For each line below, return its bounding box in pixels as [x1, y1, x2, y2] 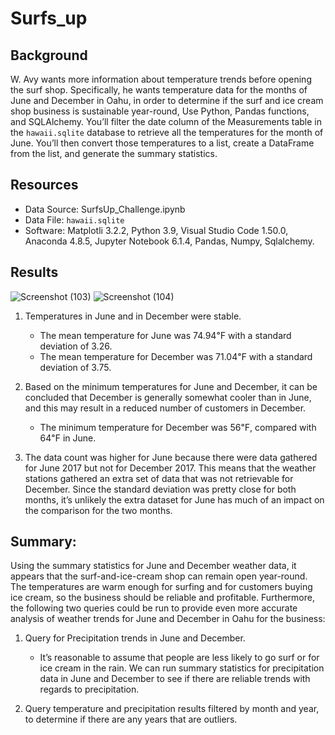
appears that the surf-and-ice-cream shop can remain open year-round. [10, 570, 308, 582]
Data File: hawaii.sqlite [24, 213, 125, 226]
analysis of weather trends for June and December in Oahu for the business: [10, 613, 326, 625]
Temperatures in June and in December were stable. [24, 310, 242, 322]
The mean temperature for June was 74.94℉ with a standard [39, 329, 292, 341]
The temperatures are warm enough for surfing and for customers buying [10, 581, 313, 593]
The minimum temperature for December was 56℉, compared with [39, 421, 317, 433]
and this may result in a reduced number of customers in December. [24, 402, 307, 414]
